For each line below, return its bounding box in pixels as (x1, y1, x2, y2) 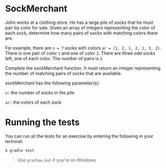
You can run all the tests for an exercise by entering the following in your (5, 133, 154, 139)
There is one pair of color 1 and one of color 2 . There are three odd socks (5, 50, 156, 56)
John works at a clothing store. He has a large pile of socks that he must (5, 19, 154, 25)
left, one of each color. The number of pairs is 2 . (5, 55, 104, 61)
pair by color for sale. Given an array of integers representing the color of (5, 24, 156, 30)
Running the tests (5, 117, 80, 128)
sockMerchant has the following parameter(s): (5, 80, 100, 86)
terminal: (5, 138, 23, 144)
